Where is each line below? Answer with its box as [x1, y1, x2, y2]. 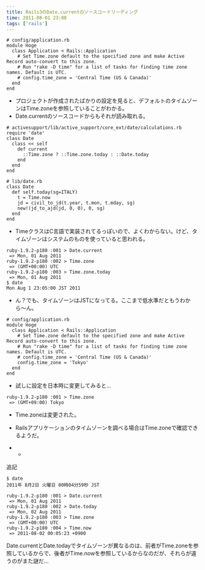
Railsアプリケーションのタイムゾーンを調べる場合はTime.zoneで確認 [15, 424, 188, 432]
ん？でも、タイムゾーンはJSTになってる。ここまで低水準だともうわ [15, 297, 185, 304]
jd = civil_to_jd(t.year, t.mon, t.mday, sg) [17, 200, 136, 206]
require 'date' [6, 130, 45, 136]
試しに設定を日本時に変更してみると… [15, 382, 111, 389]
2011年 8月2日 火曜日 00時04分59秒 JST [6, 482, 100, 488]
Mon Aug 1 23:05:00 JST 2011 [6, 285, 81, 292]
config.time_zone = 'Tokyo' [17, 360, 89, 366]
